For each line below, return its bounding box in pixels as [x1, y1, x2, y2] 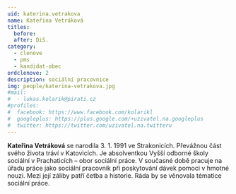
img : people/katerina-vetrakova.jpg [7, 83, 115, 90]
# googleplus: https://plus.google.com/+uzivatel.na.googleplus [7, 115, 203, 122]
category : [7, 43, 37, 50]
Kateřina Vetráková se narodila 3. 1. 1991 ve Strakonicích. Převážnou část [7, 141, 222, 150]
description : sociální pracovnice [7, 75, 110, 83]
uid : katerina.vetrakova [7, 10, 81, 18]
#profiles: [7, 102, 40, 109]
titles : [7, 23, 30, 30]
